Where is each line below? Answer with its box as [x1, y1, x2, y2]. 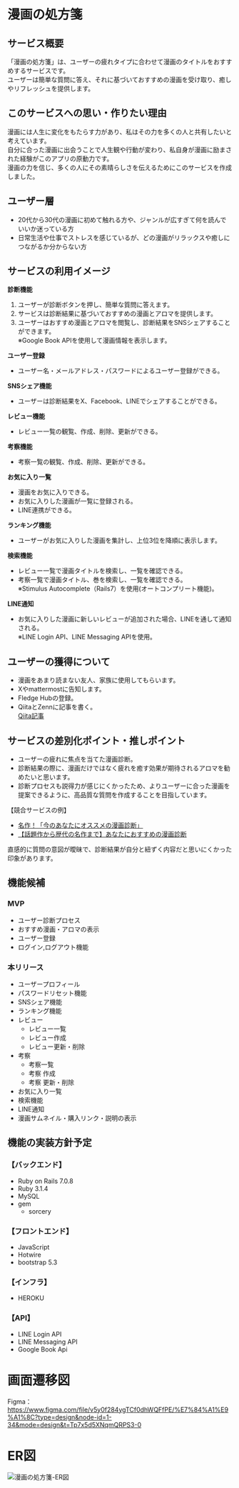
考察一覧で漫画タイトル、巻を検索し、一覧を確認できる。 [17, 576, 187, 584]
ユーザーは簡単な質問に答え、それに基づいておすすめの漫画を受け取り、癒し [7, 76, 232, 84]
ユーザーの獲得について [7, 655, 111, 668]
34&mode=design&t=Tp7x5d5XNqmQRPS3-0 [7, 1420, 142, 1429]
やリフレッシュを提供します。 [7, 84, 95, 93]
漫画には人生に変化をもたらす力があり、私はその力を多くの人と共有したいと [7, 127, 233, 136]
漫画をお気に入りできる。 [17, 488, 93, 496]
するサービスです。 [13, 66, 70, 75]
